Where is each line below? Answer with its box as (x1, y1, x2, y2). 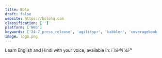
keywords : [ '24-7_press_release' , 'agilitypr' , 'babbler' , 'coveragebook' (5, 29, 160, 34)
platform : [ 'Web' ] (5, 25, 42, 30)
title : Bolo (5, 7, 29, 12)
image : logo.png (5, 34, 38, 39)
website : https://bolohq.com (5, 16, 64, 21)
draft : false (5, 12, 32, 16)
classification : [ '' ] (5, 20, 49, 26)
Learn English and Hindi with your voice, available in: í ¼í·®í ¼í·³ (5, 47, 132, 53)
